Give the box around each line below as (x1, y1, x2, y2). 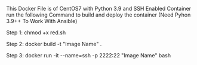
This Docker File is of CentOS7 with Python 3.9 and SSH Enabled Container (6, 5, 192, 12)
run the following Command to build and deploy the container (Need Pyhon (6, 11, 191, 18)
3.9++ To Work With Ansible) (6, 18, 78, 24)
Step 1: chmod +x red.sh (6, 29, 66, 36)
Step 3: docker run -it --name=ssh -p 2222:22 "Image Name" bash (6, 52, 171, 58)
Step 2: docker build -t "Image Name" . (6, 41, 102, 47)
